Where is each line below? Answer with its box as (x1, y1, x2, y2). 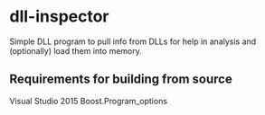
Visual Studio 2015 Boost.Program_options (9, 95, 168, 106)
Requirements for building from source (9, 72, 232, 87)
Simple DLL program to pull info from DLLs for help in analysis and (9, 36, 257, 47)
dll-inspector (9, 6, 109, 27)
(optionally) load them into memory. (9, 45, 142, 56)
